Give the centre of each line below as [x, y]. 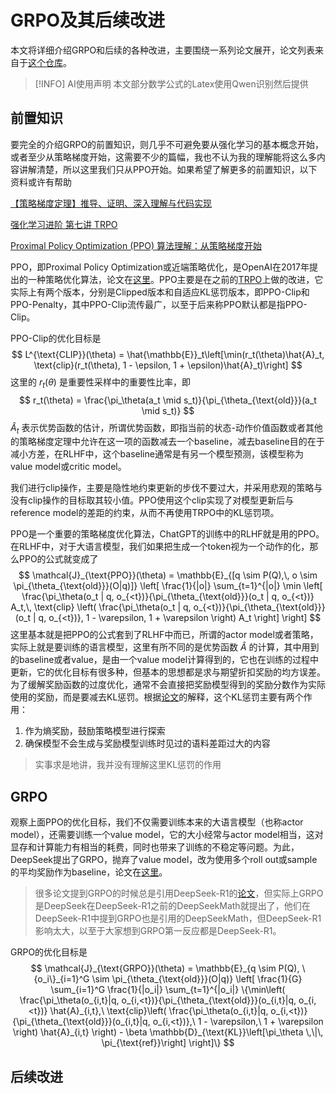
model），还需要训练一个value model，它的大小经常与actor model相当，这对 [167, 835]
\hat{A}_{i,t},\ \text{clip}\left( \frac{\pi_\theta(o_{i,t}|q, [159, 1011]
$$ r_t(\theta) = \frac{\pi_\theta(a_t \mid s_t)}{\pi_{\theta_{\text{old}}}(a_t [168, 400]
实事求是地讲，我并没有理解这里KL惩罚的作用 [128, 765]
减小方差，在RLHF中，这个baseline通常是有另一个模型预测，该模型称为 [157, 454]
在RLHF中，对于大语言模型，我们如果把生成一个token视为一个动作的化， [160, 547]
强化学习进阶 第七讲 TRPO [64, 224]
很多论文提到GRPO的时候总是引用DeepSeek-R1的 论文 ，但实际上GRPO [179, 893]
